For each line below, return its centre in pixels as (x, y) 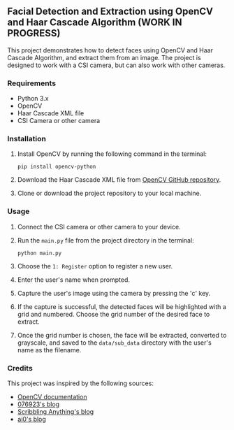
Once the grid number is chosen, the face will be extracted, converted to (122, 335)
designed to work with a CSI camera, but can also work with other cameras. (116, 65)
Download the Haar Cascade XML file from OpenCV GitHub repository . (119, 180)
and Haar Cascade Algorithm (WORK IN (95, 23)
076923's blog (38, 404)
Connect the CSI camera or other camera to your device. (99, 227)
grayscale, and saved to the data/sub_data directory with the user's (114, 343)
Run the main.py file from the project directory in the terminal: (105, 240)
